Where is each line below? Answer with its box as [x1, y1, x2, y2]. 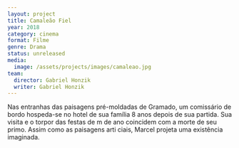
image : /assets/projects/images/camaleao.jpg [14, 63, 152, 70]
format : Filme [7, 37, 50, 44]
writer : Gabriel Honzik [14, 83, 84, 90]
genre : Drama [7, 43, 46, 51]
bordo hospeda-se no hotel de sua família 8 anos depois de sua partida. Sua [7, 110, 233, 119]
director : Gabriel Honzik [14, 76, 91, 84]
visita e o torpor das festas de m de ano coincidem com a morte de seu [7, 118, 218, 127]
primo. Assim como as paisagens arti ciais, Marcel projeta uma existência [7, 125, 223, 134]
